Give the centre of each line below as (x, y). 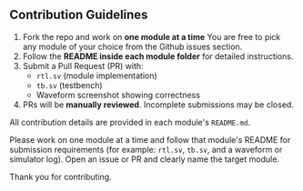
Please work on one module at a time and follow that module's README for (150, 139)
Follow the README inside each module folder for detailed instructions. (158, 56)
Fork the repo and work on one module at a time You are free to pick (151, 36)
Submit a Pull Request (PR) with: (83, 65)
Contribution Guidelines (79, 15)
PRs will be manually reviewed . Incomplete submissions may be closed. (158, 105)
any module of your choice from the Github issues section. (132, 46)
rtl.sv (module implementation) (96, 75)
